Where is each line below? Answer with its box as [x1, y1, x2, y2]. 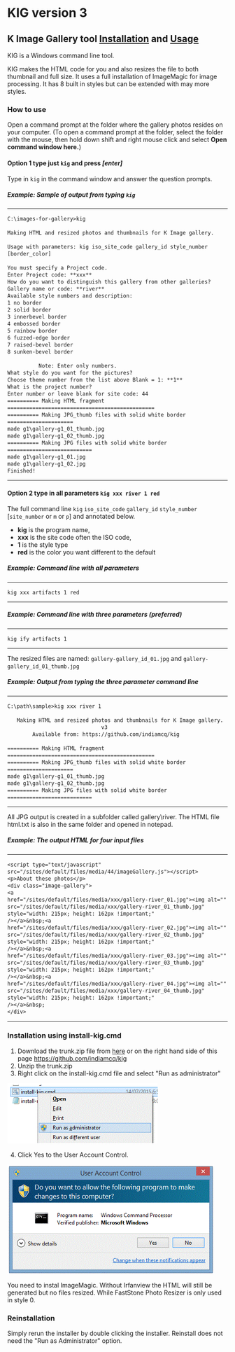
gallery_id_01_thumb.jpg [7, 663, 80, 670]
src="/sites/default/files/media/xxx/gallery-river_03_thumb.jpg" [7, 959, 205, 966]
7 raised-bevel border [7, 342, 73, 349]
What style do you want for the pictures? [7, 370, 133, 377]
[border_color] [7, 251, 52, 258]
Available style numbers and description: [7, 293, 133, 300]
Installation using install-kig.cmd [7, 1031, 122, 1040]
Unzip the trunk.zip [17, 1061, 73, 1070]
